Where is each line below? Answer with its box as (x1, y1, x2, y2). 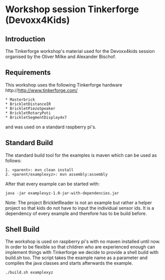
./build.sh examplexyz (5, 270, 53, 275)
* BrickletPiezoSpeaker (5, 106, 56, 111)
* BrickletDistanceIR (5, 101, 51, 106)
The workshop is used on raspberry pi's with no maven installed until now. (5, 238, 161, 245)
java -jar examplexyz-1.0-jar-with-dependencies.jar (5, 190, 119, 195)
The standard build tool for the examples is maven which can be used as (5, 152, 157, 158)
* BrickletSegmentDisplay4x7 (5, 115, 67, 120)
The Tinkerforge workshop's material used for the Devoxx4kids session (5, 48, 155, 54)
